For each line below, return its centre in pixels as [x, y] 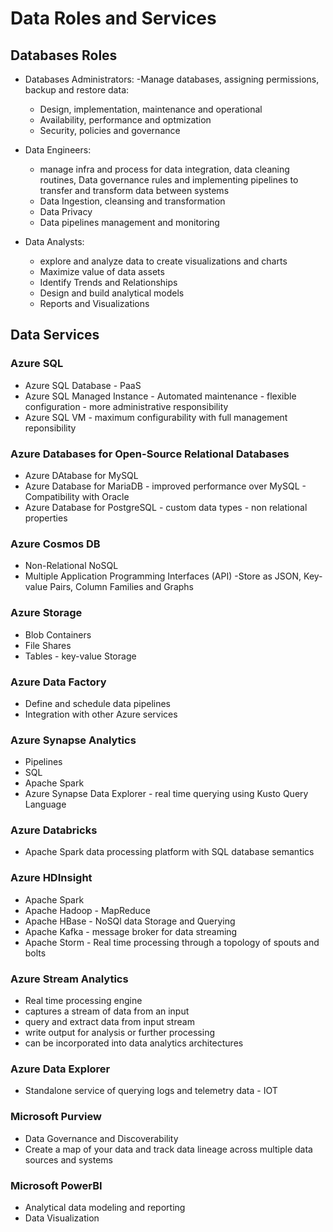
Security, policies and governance [110, 130]
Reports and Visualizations [94, 303]
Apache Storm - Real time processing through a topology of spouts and [172, 942]
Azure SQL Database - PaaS [83, 385]
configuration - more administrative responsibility [126, 406]
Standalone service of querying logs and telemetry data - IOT [151, 1091]
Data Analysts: [54, 241]
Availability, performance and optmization [125, 120]
